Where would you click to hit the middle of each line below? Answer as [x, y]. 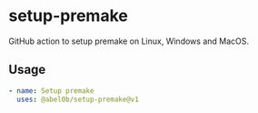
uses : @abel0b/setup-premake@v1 [78, 99]
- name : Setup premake [51, 91]
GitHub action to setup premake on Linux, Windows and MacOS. [129, 41]
